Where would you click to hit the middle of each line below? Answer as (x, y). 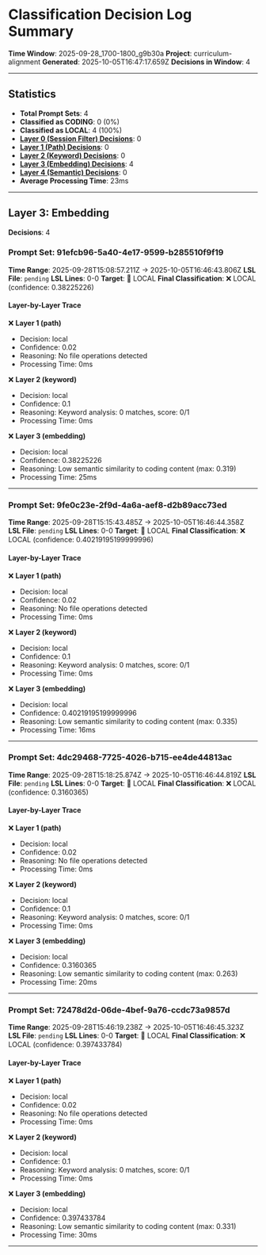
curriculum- (213, 53)
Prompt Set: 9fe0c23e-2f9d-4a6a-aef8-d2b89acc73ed (118, 505)
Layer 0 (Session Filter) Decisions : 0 (80, 138)
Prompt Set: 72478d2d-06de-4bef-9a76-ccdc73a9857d (119, 1010)
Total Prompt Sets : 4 (54, 113)
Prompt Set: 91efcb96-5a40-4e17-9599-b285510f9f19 (116, 253)
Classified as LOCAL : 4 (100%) (71, 130)
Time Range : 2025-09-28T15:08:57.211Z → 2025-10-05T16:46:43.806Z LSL (132, 270)
